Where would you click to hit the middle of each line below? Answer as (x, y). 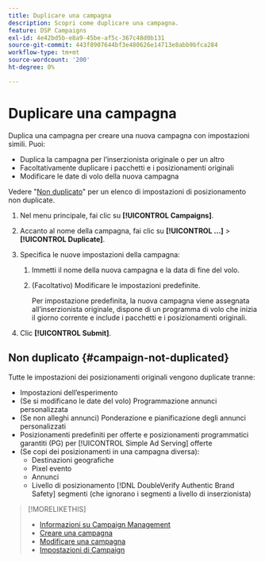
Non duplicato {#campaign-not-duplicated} (119, 358)
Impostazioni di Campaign (82, 549)
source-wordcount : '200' (49, 60)
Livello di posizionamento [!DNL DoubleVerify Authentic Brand (133, 485)
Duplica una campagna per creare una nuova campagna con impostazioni (129, 135)
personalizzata (44, 409)
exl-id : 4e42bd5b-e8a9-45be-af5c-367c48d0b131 (86, 38)
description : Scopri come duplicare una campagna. (94, 23)
